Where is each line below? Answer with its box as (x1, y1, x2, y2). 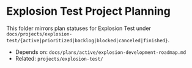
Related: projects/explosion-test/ (15, 55, 103, 62)
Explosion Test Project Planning (6, 4, 171, 18)
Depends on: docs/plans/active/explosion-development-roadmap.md (15, 48, 186, 56)
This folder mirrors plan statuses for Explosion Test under (6, 25, 152, 32)
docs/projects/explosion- (6, 31, 72, 37)
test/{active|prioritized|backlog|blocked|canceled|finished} (6, 37, 168, 43)
